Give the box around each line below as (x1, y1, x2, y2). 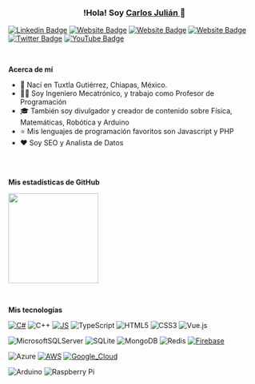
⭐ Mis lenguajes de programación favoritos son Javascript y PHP (19, 127, 234, 137)
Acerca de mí (8, 65, 54, 74)
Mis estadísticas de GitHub (8, 177, 100, 187)
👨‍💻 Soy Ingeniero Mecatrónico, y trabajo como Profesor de (19, 89, 214, 98)
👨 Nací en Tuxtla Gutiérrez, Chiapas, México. (19, 80, 168, 90)
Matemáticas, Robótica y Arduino (19, 117, 129, 127)
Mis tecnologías (8, 305, 62, 315)
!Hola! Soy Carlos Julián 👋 (82, 7, 186, 18)
